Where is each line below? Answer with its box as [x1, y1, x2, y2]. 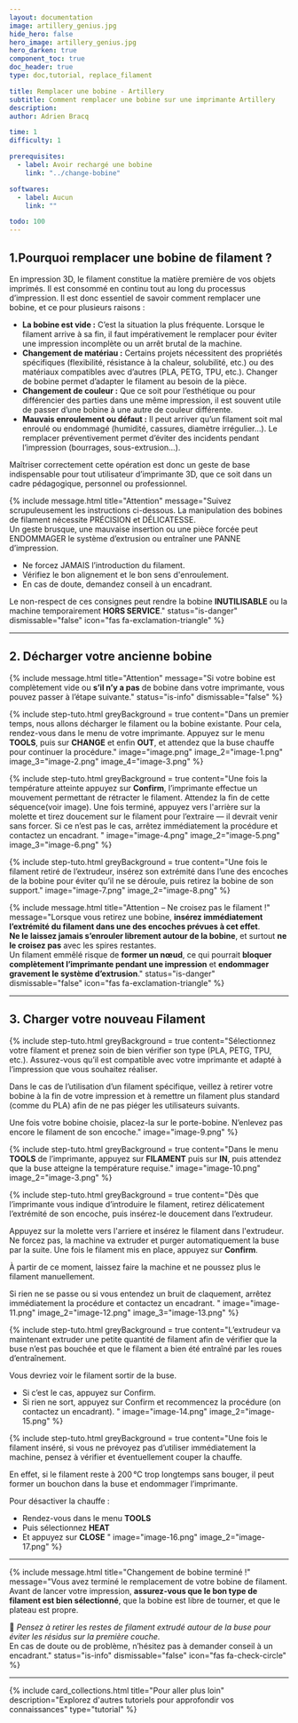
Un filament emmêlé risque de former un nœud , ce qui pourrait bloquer [9, 949, 272, 960]
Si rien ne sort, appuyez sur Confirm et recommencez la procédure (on [21, 1397, 281, 1407]
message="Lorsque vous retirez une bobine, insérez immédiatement [9, 911, 263, 922]
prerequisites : [9, 152, 66, 161]
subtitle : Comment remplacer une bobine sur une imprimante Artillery [9, 95, 276, 104]
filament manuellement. [9, 1270, 96, 1281]
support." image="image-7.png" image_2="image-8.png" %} [9, 885, 231, 895]
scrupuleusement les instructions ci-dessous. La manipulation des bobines [9, 504, 283, 516]
